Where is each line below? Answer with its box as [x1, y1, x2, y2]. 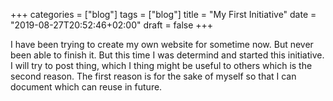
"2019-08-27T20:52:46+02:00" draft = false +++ [10, 19, 214, 31]
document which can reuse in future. [10, 81, 163, 93]
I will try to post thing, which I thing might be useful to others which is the [10, 60, 313, 71]
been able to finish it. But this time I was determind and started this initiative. [10, 49, 325, 61]
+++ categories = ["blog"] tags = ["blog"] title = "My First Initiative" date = [10, 9, 317, 20]
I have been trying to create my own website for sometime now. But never [10, 39, 314, 50]
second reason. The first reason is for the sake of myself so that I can [10, 70, 297, 82]
